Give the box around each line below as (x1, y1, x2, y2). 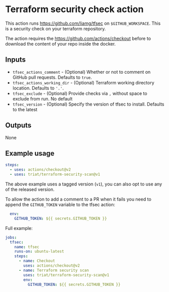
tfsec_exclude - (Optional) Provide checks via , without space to (12, 90, 147, 96)
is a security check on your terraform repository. (5, 25, 106, 31)
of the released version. (5, 186, 54, 192)
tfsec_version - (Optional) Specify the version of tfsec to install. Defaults (12, 101, 164, 107)
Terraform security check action (5, 4, 144, 15)
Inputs (5, 56, 26, 64)
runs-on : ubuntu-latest (14, 249, 65, 254)
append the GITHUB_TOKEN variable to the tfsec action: (5, 202, 116, 208)
